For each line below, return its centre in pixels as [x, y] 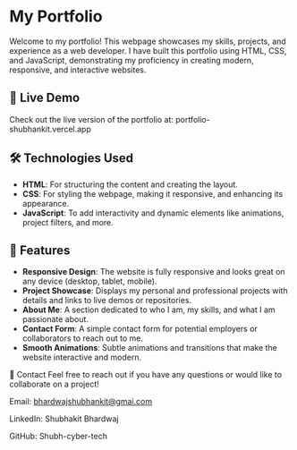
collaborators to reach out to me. [82, 338]
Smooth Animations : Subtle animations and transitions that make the [149, 348]
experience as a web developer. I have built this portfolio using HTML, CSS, [148, 50]
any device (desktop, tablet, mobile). [89, 281]
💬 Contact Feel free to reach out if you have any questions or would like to [146, 375]
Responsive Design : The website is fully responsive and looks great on [153, 272]
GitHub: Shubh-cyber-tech [58, 437]
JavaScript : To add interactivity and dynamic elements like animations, [153, 213]
